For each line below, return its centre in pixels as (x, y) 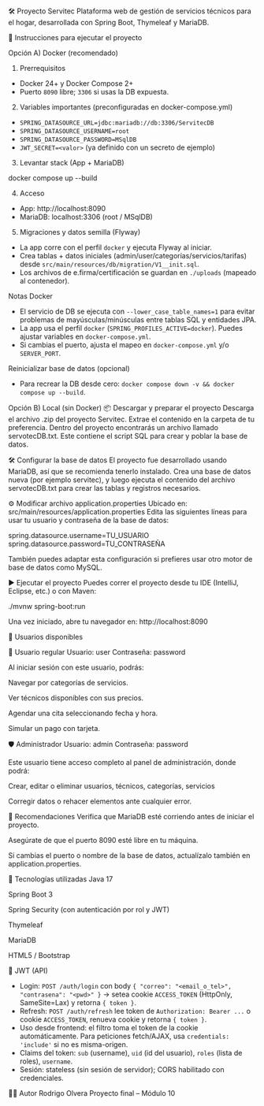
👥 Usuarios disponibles (46, 637)
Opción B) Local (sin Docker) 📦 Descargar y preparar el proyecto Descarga (131, 408)
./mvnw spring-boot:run (47, 606)
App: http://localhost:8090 (63, 208)
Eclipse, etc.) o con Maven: (52, 591)
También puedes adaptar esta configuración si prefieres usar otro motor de (130, 559)
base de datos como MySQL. (55, 567)
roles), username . (46, 1061)
